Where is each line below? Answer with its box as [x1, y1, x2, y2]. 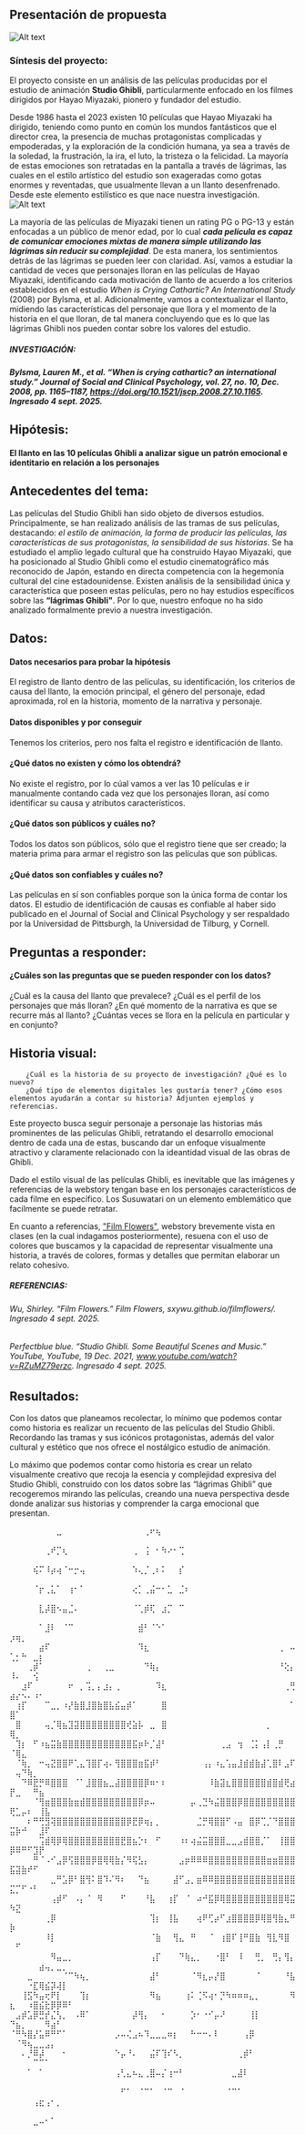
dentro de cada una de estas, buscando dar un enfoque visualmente [9, 1137, 267, 1148]
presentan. [9, 1508, 50, 1519]
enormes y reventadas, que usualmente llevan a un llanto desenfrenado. [9, 179, 280, 190]
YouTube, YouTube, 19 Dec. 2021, [9, 1351, 135, 1362]
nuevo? [9, 1078, 35, 1087]
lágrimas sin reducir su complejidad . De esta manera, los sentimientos [9, 246, 279, 257]
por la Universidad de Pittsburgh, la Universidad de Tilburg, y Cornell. [9, 919, 270, 930]
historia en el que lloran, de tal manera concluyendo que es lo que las [9, 313, 270, 324]
